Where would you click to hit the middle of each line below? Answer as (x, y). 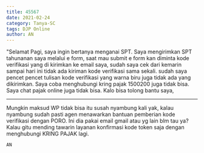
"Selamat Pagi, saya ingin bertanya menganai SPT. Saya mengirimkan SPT (99, 52)
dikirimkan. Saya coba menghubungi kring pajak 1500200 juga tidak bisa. (98, 84)
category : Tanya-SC (31, 23)
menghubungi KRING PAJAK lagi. (48, 134)
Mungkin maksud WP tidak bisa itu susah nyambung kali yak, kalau (90, 108)
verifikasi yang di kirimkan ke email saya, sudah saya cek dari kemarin (94, 65)
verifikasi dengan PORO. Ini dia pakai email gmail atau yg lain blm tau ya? (98, 121)
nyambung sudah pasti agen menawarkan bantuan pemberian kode (91, 114)
